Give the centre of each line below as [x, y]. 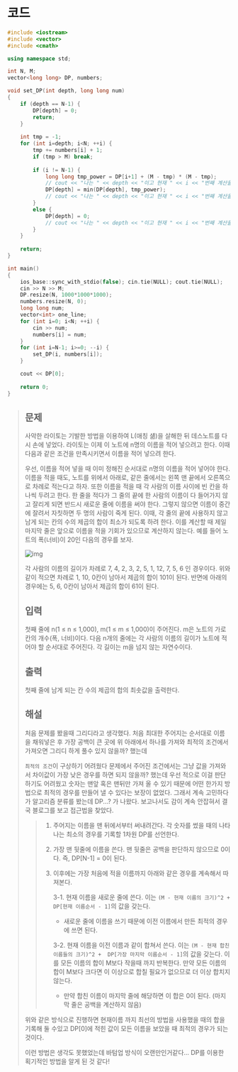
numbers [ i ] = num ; [60, 334]
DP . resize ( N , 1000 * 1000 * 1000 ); [66, 295]
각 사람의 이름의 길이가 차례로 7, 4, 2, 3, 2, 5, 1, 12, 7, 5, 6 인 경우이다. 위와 [127, 569]
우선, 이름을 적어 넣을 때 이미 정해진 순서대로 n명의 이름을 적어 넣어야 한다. [127, 469]
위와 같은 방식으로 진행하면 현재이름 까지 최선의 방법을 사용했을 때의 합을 [125, 1019]
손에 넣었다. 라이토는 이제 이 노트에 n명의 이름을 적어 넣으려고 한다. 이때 [131, 445]
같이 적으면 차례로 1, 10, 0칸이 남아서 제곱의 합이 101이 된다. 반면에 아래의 [126, 577]
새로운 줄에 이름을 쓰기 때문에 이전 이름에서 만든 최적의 [139, 921]
